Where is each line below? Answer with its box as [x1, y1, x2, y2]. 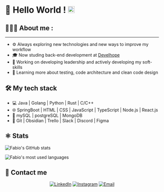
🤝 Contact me [5, 169, 47, 177]
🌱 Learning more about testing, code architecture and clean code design [12, 69, 159, 75]
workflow [12, 46, 31, 52]
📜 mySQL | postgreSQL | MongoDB [12, 112, 83, 118]
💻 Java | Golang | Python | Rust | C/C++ [12, 100, 94, 106]
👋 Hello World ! [5, 4, 66, 16]
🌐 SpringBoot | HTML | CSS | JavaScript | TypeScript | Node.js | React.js [12, 107, 158, 113]
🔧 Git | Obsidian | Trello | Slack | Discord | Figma [12, 117, 109, 124]
